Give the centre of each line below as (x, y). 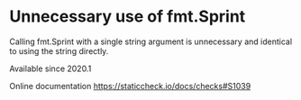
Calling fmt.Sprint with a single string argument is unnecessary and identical (151, 41)
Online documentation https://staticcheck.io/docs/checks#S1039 (130, 86)
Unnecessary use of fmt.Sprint (128, 17)
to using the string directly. (59, 50)
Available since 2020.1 (50, 68)
